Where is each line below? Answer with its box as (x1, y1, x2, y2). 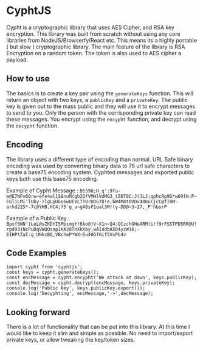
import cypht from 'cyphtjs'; (6, 264, 83, 270)
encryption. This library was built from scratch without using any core (6, 30, 181, 37)
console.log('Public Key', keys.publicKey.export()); (6, 285, 146, 291)
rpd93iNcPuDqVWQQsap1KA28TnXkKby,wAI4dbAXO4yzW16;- (6, 226, 140, 232)
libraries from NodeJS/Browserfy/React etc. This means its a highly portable (6, 36, 198, 44)
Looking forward (6, 307, 71, 317)
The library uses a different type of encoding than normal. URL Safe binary (6, 155, 193, 163)
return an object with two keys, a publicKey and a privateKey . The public (6, 96, 188, 103)
